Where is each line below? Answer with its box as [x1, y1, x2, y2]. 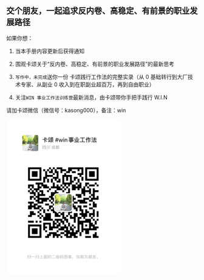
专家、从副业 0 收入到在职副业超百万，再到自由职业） [20, 81, 155, 88]
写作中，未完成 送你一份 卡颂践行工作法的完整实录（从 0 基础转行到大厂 [15, 73, 188, 80]
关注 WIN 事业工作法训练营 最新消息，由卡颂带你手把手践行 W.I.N [15, 94, 168, 101]
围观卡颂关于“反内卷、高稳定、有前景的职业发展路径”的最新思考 [15, 60, 175, 67]
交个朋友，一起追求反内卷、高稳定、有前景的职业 [6, 5, 190, 16]
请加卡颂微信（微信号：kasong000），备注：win [6, 106, 126, 114]
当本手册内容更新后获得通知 [15, 47, 85, 55]
